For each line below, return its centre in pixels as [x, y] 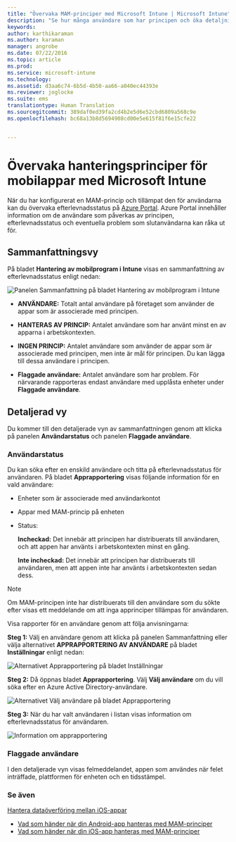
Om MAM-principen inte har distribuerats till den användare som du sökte [114, 603]
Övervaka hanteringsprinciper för [107, 165]
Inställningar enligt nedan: [46, 653]
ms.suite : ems [28, 99]
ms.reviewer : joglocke [40, 92]
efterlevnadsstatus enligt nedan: [54, 277]
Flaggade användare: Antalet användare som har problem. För [108, 375]
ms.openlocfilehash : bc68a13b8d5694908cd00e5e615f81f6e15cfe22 [102, 118]
